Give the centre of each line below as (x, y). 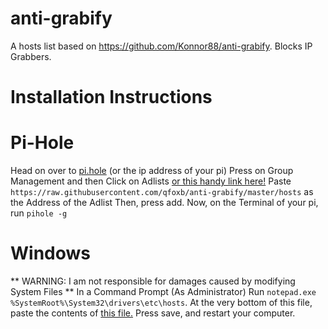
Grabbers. (31, 56)
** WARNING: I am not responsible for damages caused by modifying (153, 281)
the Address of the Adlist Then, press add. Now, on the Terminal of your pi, (164, 203)
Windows (50, 253)
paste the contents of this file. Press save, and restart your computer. (153, 313)
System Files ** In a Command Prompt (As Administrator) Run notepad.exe (163, 291)
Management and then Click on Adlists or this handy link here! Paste (151, 181)
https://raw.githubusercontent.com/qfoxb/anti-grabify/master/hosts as (162, 192)
